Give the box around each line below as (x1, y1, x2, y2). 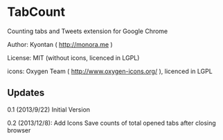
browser (7, 126, 31, 134)
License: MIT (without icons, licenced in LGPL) (7, 53, 140, 62)
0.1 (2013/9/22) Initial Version (7, 105, 91, 114)
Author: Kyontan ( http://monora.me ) (7, 40, 113, 48)
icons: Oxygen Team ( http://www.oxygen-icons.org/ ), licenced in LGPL (7, 67, 213, 75)
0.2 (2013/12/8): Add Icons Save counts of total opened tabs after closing (7, 119, 216, 127)
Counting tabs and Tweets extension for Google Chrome (7, 27, 168, 35)
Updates (7, 87, 45, 99)
